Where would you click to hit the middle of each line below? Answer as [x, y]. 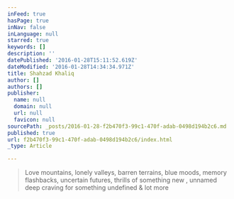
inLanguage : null [33, 34]
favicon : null [34, 119]
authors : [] [25, 87]
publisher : [23, 93]
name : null [30, 100]
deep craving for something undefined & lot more [96, 188]
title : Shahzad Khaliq [41, 73]
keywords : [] [27, 47]
